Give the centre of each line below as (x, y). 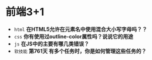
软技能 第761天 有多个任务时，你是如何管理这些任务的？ (80, 51)
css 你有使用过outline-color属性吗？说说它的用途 (73, 36)
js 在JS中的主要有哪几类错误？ (51, 44)
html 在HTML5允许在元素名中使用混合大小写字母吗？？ (80, 29)
